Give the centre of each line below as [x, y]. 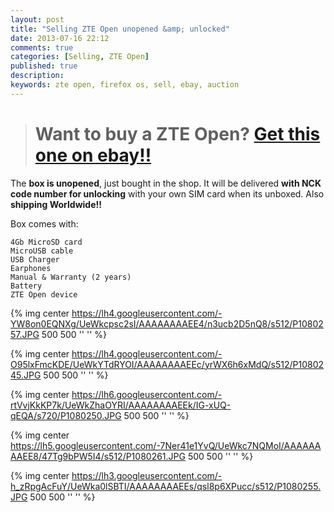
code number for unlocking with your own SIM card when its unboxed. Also [167, 193]
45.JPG [26, 375]
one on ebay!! [93, 155]
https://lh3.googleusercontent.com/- [147, 475]
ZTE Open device [44, 294]
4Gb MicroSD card [46, 242]
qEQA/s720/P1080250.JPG [66, 415]
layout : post [37, 19]
